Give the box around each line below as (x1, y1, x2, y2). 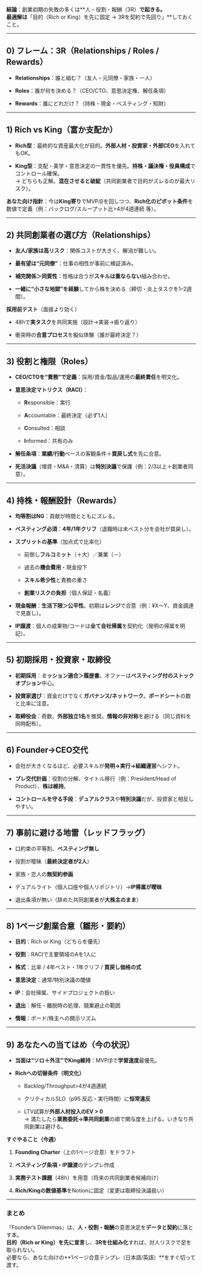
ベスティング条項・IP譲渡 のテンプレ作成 (14, 1161, 115, 1169)
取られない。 (6, 1246, 38, 1254)
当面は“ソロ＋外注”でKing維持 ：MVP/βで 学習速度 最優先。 (14, 1057, 161, 1064)
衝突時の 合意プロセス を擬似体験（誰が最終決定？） (14, 331, 142, 339)
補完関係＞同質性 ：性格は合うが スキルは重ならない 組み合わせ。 (14, 273, 173, 280)
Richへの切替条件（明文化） (14, 1069, 85, 1077)
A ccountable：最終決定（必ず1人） (23, 412, 111, 419)
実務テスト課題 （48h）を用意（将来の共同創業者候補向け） (14, 1174, 162, 1181)
